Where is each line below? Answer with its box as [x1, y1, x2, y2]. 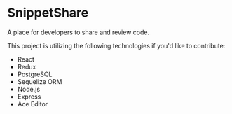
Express [17, 92, 41, 101]
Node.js [17, 85, 41, 93]
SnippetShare [7, 5, 89, 21]
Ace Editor [17, 99, 48, 108]
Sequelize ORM [17, 77, 62, 85]
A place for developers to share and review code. [7, 28, 149, 36]
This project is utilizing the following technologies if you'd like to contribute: [7, 41, 226, 50]
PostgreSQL [17, 70, 53, 78]
